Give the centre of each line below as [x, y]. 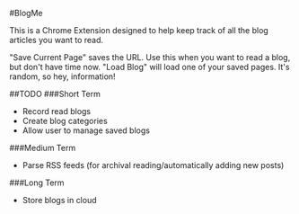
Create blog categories [65, 121]
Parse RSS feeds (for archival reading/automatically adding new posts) [153, 165]
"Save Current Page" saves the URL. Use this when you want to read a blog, [150, 57]
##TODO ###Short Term [55, 94]
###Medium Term [43, 148]
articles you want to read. [57, 40]
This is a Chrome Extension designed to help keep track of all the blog [139, 30]
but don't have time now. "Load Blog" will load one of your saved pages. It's [149, 67]
